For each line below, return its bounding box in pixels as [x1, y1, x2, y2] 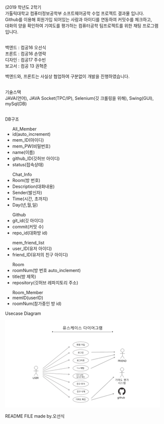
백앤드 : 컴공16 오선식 [5, 45, 47, 50]
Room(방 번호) [12, 178, 41, 183]
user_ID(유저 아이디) [12, 245, 53, 251]
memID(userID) [12, 295, 43, 301]
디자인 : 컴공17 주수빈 [5, 57, 46, 62]
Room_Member [12, 290, 43, 295]
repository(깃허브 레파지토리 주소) [12, 280, 79, 285]
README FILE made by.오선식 [5, 413, 65, 419]
